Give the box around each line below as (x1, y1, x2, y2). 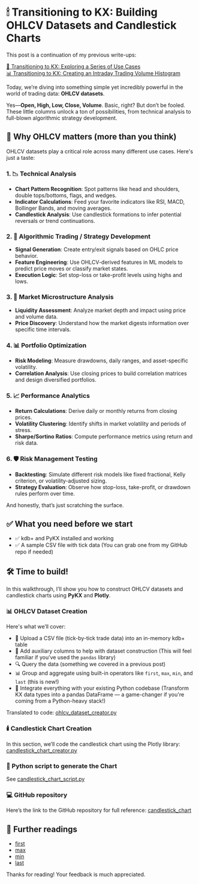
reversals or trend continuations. (14, 218, 95, 225)
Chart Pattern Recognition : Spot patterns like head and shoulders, (14, 186, 180, 193)
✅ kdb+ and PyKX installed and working (14, 535, 114, 542)
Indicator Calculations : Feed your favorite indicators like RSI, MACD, (14, 198, 185, 206)
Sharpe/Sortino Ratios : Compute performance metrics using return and (14, 433, 193, 440)
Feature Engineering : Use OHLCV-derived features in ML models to (14, 258, 183, 266)
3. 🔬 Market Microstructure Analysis (6, 293, 114, 301)
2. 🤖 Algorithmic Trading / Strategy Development (6, 232, 151, 240)
